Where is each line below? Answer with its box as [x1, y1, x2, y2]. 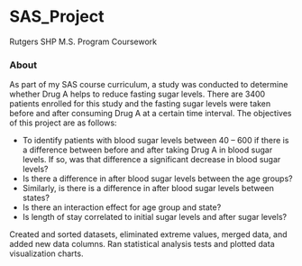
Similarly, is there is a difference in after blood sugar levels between [22, 183, 275, 194]
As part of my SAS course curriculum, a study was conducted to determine [9, 79, 288, 90]
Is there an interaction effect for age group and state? [22, 202, 222, 213]
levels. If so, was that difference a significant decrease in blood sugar [22, 154, 281, 165]
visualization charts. [9, 248, 84, 259]
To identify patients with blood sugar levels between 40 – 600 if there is [22, 135, 289, 146]
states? [22, 192, 50, 204]
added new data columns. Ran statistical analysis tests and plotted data [9, 239, 275, 250]
